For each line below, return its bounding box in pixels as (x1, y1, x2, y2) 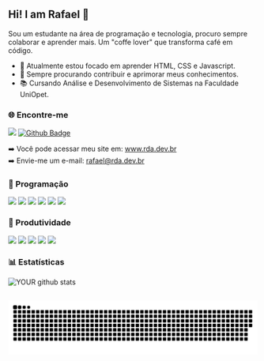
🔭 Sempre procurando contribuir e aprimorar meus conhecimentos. (19, 69, 239, 79)
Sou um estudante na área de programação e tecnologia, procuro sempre (8, 28, 247, 38)
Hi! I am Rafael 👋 (8, 8, 89, 21)
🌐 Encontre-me (8, 109, 69, 120)
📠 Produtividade (8, 217, 71, 228)
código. (8, 45, 33, 55)
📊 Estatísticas (8, 256, 65, 267)
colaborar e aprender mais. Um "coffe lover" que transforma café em (8, 37, 233, 47)
